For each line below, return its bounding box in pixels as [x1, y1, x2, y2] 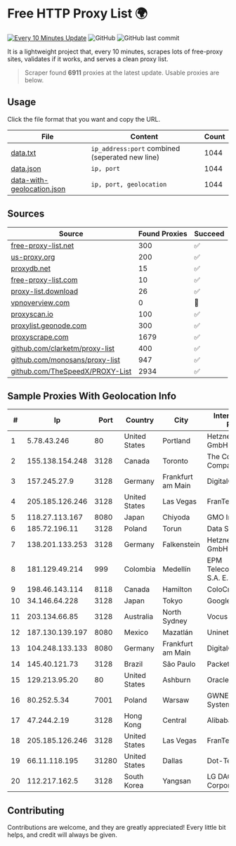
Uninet [206, 627, 229, 637]
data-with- [11, 175, 49, 185]
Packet [206, 659, 230, 669]
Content [130, 132, 159, 141]
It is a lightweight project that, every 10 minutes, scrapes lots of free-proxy [7, 47, 223, 56]
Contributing [7, 805, 65, 816]
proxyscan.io [11, 309, 54, 319]
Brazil [124, 659, 143, 669]
